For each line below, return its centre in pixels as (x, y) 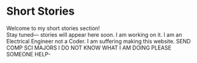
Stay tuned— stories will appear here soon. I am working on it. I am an (94, 34)
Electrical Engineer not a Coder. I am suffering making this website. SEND (99, 41)
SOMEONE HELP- (28, 54)
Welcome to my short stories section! (53, 28)
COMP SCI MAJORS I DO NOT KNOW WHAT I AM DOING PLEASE (89, 48)
